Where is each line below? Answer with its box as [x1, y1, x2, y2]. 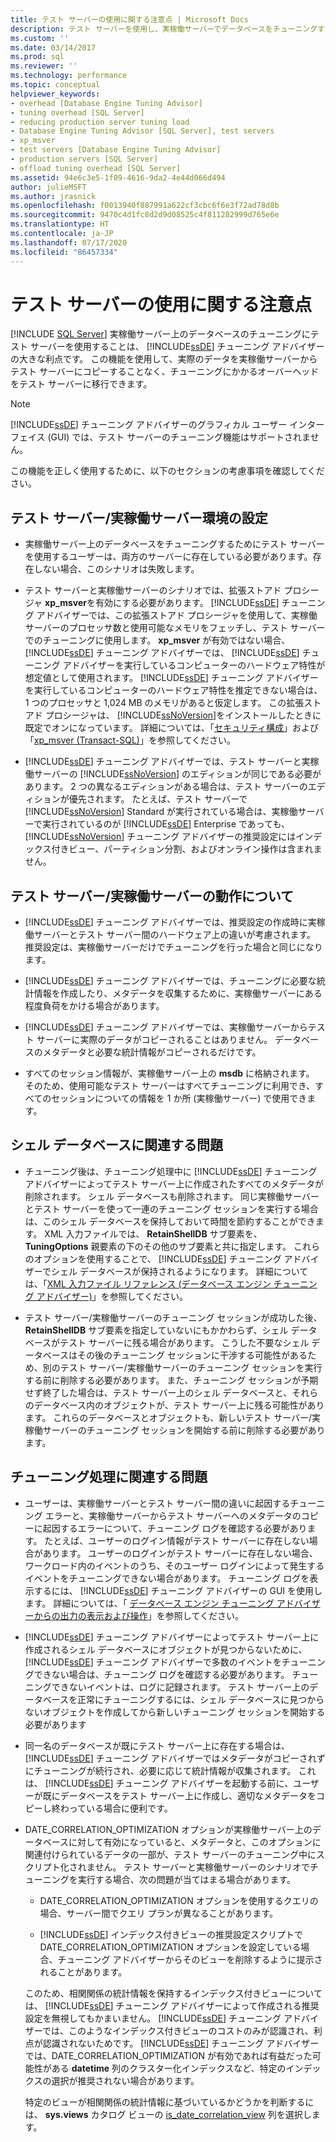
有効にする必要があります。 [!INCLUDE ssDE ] [94, 597, 280, 609]
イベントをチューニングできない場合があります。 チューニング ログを [24, 1572, 310, 1584]
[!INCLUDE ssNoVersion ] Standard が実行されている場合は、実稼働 [24, 806, 298, 818]
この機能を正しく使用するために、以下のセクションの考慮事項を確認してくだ [10, 465, 325, 477]
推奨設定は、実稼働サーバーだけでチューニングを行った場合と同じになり [24, 941, 323, 953]
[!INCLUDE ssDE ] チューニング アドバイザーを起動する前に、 [44, 1777, 294, 1789]
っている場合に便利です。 [68, 1802, 173, 1814]
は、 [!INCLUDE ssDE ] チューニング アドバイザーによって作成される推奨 [24, 1999, 320, 2011]
